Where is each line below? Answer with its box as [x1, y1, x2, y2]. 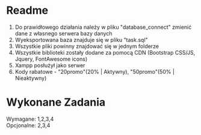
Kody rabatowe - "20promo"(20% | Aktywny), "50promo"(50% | [14, 68, 175, 75]
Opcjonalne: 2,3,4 [6, 121, 51, 129]
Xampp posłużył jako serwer [14, 61, 85, 69]
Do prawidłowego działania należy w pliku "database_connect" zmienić [14, 23, 192, 31]
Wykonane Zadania [6, 95, 106, 109]
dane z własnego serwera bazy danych [14, 29, 113, 37]
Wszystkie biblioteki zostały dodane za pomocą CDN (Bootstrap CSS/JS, [14, 49, 196, 56]
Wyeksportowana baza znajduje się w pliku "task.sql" [14, 36, 149, 43]
